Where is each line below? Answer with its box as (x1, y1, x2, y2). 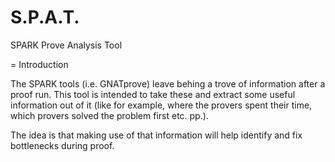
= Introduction (10, 58, 69, 70)
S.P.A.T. (10, 6, 80, 29)
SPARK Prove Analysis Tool (10, 39, 123, 51)
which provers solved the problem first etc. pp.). (10, 109, 209, 121)
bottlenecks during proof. (10, 139, 115, 151)
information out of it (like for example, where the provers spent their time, (10, 99, 313, 111)
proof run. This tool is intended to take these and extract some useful (10, 88, 296, 100)
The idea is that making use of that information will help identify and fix (10, 129, 303, 141)
